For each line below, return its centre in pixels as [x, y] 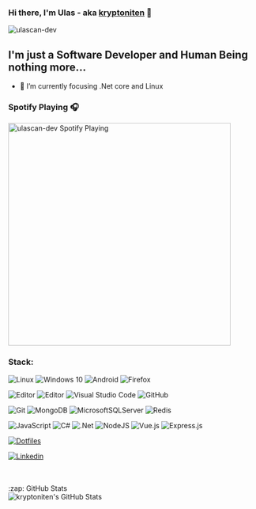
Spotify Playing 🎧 [43, 108]
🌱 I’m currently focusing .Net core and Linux [91, 86]
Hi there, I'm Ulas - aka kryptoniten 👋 [80, 13]
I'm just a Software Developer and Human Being [128, 55]
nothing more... [47, 67]
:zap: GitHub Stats [38, 488]
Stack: [21, 362]
